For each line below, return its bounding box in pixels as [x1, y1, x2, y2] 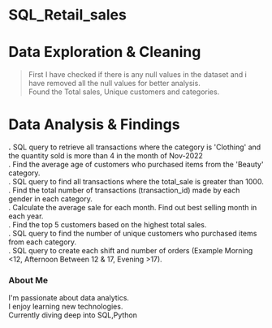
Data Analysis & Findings [8, 115, 180, 134]
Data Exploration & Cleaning [8, 43, 201, 62]
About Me [8, 274, 49, 286]
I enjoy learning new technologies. [8, 302, 123, 312]
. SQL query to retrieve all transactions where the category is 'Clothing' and [8, 142, 261, 152]
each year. [8, 211, 44, 221]
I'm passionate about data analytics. [8, 293, 130, 303]
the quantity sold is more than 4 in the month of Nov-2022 [8, 151, 203, 161]
